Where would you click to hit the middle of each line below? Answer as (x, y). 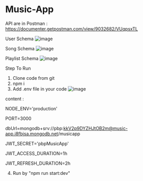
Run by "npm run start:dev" (41, 173)
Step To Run (18, 68)
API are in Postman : (26, 23)
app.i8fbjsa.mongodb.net (32, 134)
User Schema (20, 39)
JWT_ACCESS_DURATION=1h (36, 153)
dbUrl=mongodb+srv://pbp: (34, 128)
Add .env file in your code (40, 89)
